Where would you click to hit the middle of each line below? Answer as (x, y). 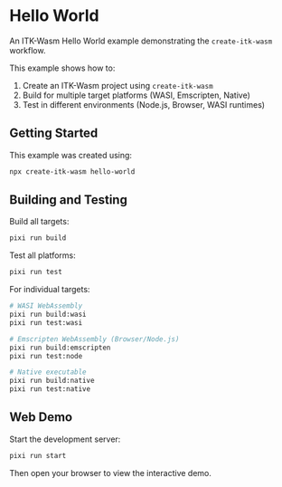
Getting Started (54, 134)
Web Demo (41, 417)
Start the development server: (65, 439)
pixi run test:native (50, 389)
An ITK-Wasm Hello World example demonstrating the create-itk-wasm (141, 41)
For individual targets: (50, 290)
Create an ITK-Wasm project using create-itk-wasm (118, 85)
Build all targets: (39, 222)
